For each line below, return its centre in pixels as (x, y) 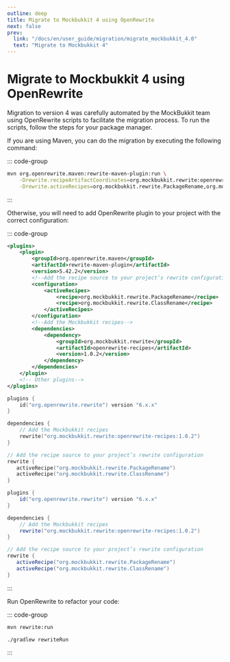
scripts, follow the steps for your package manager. (80, 127)
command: (22, 147)
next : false (24, 26)
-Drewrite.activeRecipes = (56, 186)
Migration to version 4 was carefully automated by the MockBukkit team (109, 112)
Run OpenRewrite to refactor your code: (63, 601)
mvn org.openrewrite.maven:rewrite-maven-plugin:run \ (87, 173)
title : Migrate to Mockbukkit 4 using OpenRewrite (81, 20)
